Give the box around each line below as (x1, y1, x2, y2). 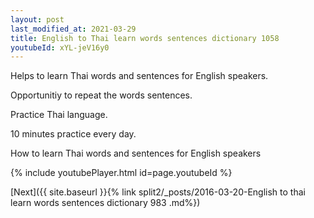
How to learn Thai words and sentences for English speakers (10, 147, 262, 160)
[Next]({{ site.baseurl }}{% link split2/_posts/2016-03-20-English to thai (10, 186, 306, 198)
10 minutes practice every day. (10, 128, 137, 140)
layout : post (10, 14, 65, 25)
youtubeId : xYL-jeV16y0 (10, 42, 110, 53)
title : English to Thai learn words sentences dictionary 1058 (10, 33, 280, 43)
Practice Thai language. (10, 109, 108, 121)
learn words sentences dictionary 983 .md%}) (10, 197, 201, 209)
